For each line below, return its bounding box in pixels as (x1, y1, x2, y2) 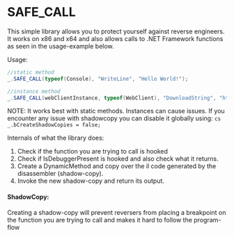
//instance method (7, 88, 61, 95)
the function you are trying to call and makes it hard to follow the (7, 215, 193, 224)
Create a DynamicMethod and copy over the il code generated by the (17, 162, 217, 170)
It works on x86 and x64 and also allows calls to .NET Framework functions (7, 34, 224, 42)
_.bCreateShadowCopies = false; (7, 122, 101, 129)
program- (194, 215, 221, 224)
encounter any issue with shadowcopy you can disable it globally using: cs (7, 114, 221, 122)
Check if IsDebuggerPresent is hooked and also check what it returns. (17, 154, 219, 163)
